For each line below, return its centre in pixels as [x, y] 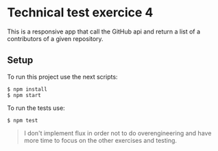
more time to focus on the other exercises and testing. [100, 140]
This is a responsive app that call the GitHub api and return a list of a [104, 31]
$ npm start [24, 95]
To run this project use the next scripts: [62, 77]
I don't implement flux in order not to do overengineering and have [118, 133]
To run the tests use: [36, 108]
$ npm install [27, 89]
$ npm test [23, 120]
